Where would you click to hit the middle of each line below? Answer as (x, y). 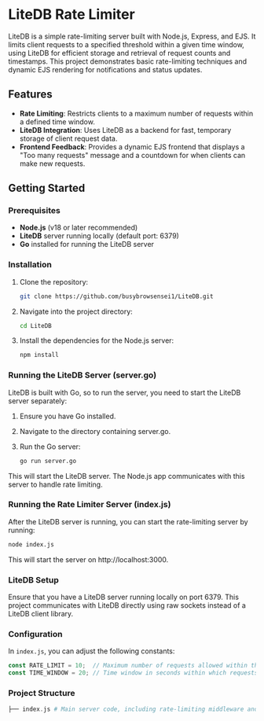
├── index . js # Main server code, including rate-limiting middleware (126, 709)
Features (30, 95)
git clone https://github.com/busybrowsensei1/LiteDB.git (116, 296)
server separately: (38, 401)
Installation (30, 265)
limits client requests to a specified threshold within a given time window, (126, 44)
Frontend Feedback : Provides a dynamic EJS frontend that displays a (132, 146)
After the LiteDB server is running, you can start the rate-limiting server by (128, 521)
